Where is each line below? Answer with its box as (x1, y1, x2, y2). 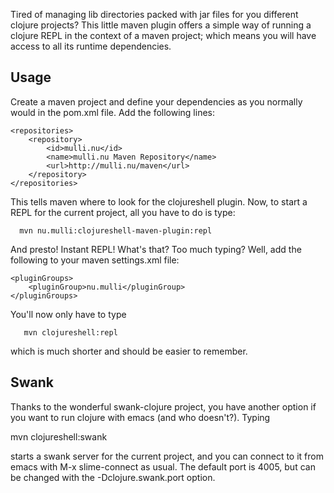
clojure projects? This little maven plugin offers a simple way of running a (10, 19, 312, 31)
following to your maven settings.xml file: (10, 254, 180, 266)
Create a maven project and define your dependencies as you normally (10, 95, 303, 108)
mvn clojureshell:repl (23, 327, 118, 338)
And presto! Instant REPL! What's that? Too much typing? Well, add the (10, 243, 302, 255)
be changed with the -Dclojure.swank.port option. (10, 471, 216, 483)
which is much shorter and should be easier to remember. (10, 345, 248, 357)
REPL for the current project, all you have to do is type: (10, 206, 236, 218)
